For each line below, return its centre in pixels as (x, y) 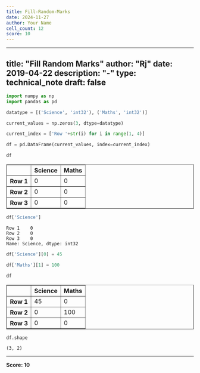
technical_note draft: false (56, 82)
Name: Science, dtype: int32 (42, 243)
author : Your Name (29, 23)
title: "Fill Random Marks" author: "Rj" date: (90, 64)
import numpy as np (30, 96)
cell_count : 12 (25, 28)
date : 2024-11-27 (28, 17)
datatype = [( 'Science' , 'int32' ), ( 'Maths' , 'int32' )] (77, 112)
